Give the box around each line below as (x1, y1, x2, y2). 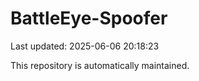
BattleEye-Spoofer (10, 7, 168, 30)
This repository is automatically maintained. (10, 59, 190, 71)
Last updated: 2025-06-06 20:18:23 (10, 40, 160, 52)
